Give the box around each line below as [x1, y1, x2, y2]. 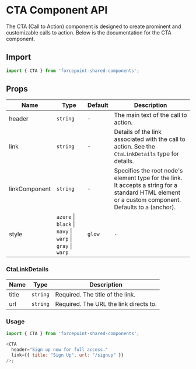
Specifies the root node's [114, 167, 183, 175]
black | [56, 220, 75, 228]
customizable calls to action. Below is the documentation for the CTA [6, 29, 172, 36]
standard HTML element [114, 188, 181, 196]
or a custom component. [114, 196, 181, 204]
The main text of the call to [114, 111, 187, 119]
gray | [56, 242, 72, 250]
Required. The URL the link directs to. [55, 299, 157, 308]
